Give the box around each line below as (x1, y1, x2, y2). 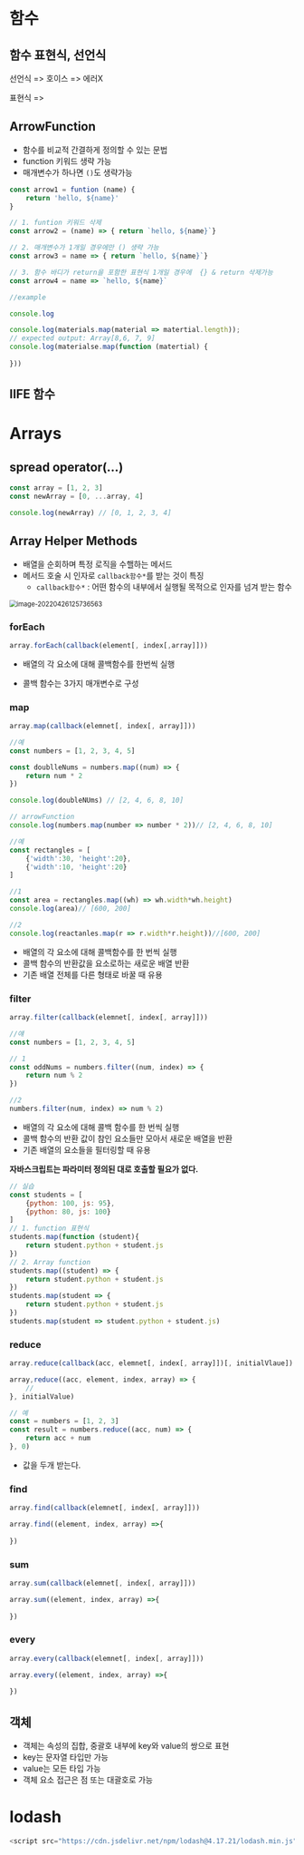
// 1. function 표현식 (9, 1224, 90, 1234)
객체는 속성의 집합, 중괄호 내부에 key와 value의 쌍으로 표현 (22, 1741, 230, 1752)
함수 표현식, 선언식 (9, 47, 107, 63)
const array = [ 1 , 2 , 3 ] (9, 483, 103, 493)
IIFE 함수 (9, 386, 56, 402)
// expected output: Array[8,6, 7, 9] (9, 334, 156, 343)
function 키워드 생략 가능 (22, 155, 112, 166)
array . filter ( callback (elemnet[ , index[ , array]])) (9, 1013, 208, 1022)
